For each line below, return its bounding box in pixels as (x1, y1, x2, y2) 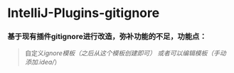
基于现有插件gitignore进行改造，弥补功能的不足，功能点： (7, 32, 208, 42)
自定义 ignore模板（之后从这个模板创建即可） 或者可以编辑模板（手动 (24, 49, 226, 57)
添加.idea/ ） (24, 58, 61, 67)
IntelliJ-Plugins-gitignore (7, 5, 160, 21)
